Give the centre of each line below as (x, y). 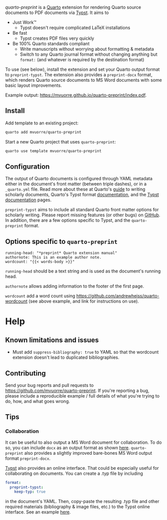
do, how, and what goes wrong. (37, 401)
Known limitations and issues (52, 340)
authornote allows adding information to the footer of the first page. (74, 286)
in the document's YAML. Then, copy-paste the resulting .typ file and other (82, 501)
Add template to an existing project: (42, 123)
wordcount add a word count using (40, 296)
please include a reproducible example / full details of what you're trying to (82, 396)
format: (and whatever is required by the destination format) (82, 59)
